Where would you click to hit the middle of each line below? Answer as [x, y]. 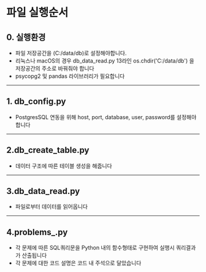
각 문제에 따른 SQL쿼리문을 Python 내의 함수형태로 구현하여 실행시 [95, 248]
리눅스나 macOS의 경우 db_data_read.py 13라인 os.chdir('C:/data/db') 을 [105, 61]
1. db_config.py [36, 102]
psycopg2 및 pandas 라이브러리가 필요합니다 [70, 76]
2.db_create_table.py [48, 150]
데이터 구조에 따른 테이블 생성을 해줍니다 [63, 166]
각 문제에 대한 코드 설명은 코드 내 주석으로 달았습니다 [78, 263]
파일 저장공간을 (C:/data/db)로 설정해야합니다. [71, 53]
